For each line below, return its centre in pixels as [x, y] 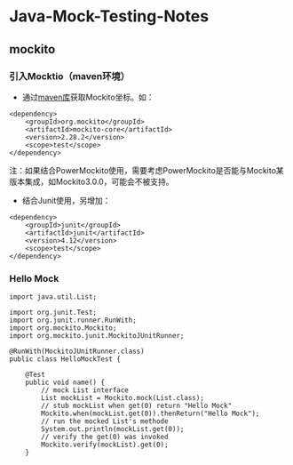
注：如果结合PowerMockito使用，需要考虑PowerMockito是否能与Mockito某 [146, 170]
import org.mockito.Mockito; [63, 328]
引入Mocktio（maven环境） [70, 76]
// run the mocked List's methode [105, 421]
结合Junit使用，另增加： [66, 200]
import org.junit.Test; [53, 313]
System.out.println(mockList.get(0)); [113, 429]
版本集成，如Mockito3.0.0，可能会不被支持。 [91, 181]
